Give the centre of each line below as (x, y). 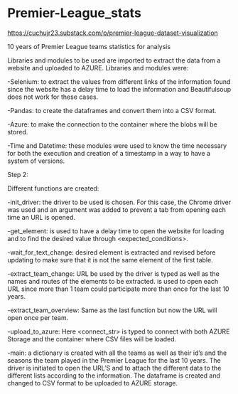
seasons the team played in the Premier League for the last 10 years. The (114, 360)
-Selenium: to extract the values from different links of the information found (119, 81)
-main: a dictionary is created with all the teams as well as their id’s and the (117, 353)
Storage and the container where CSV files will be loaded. (92, 339)
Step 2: (18, 174)
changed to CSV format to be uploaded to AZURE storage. (93, 383)
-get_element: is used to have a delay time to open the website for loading (116, 231)
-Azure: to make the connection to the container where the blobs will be (113, 124)
